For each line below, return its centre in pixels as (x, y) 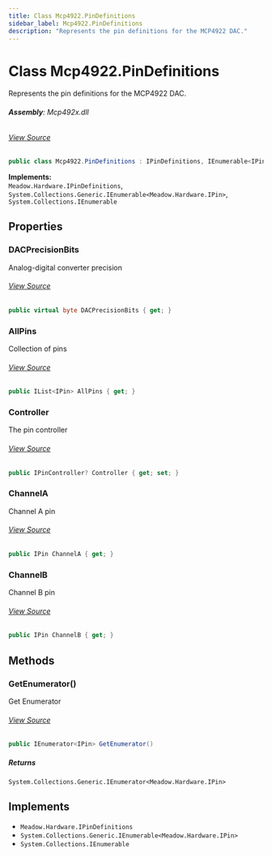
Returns (22, 762)
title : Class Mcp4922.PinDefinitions (72, 16)
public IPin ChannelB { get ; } (61, 636)
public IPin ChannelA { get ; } (61, 554)
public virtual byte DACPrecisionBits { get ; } (90, 310)
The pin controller (38, 430)
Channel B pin (32, 593)
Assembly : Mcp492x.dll (49, 112)
